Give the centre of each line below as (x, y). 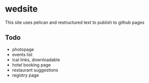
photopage (23, 49)
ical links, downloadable (36, 60)
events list (22, 54)
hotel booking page (31, 65)
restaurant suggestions (35, 70)
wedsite (21, 9)
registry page (25, 75)
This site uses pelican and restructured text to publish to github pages (75, 22)
